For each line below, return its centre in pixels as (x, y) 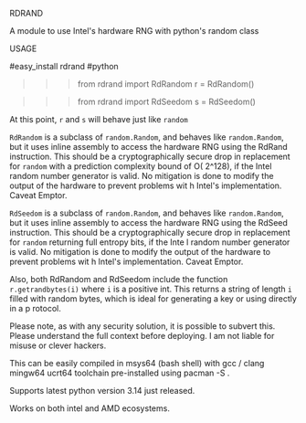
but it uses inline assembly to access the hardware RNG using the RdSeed (148, 222)
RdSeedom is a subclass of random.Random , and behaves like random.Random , (147, 213)
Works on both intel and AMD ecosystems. (90, 408)
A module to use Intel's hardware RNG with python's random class (134, 31)
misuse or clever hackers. (58, 345)
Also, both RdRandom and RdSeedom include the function (119, 279)
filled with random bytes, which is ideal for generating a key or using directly (153, 299)
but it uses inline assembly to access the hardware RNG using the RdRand (148, 147)
